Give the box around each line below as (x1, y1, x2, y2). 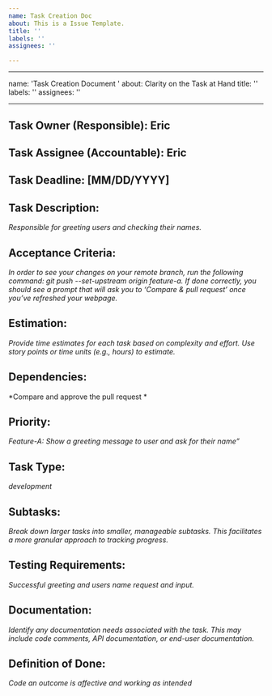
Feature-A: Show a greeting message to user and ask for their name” (8, 436, 240, 446)
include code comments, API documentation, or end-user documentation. (8, 633, 255, 643)
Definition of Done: (8, 657, 106, 670)
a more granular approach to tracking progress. (8, 535, 168, 545)
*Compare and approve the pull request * (8, 392, 147, 401)
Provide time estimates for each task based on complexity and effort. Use (8, 337, 255, 348)
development (8, 482, 53, 491)
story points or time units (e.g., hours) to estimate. (8, 346, 176, 356)
